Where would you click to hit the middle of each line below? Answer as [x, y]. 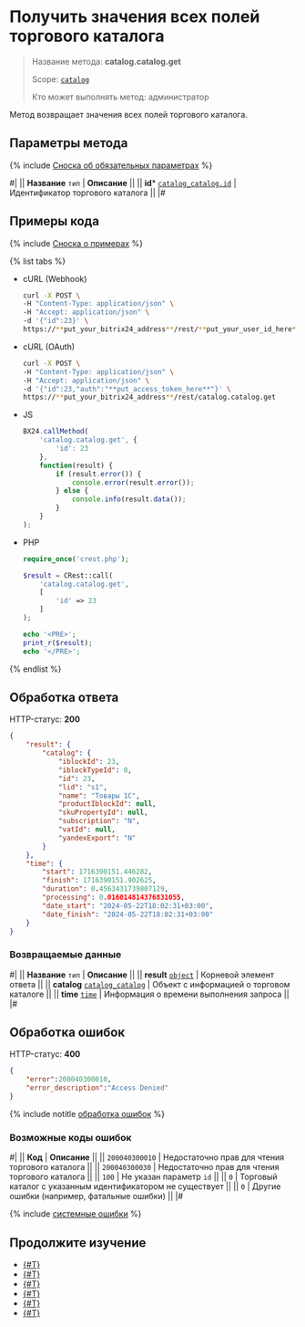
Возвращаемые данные [66, 955]
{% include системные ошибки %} [76, 1214]
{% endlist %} [36, 669]
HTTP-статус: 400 [45, 1054]
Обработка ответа [64, 697]
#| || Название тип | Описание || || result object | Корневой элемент [142, 975]
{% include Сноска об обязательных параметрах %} [111, 165]
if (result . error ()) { [99, 474]
